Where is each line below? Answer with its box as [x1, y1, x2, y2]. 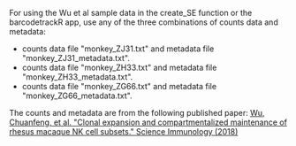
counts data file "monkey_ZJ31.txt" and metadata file [21, 43, 215, 54]
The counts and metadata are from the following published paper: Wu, [9, 108, 265, 118]
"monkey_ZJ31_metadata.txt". [21, 53, 131, 63]
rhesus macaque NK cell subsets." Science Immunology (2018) [9, 127, 239, 136]
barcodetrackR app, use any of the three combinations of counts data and [9, 17, 278, 27]
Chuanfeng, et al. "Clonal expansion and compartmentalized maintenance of [9, 117, 287, 127]
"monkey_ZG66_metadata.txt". [21, 90, 133, 101]
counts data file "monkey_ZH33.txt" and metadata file [21, 62, 217, 73]
